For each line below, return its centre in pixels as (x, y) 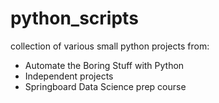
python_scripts (74, 18)
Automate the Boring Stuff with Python (104, 65)
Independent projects (69, 76)
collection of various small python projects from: (110, 46)
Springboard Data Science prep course (105, 86)
